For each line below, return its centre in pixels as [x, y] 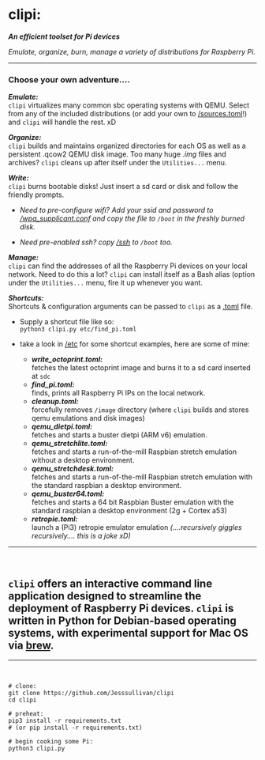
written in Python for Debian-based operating [122, 620]
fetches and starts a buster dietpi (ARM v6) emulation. [119, 435]
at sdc [41, 376]
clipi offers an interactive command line [110, 583]
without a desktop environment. [83, 460]
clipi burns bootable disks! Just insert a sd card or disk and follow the [123, 187]
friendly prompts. [36, 195]
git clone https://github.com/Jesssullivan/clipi [91, 694]
